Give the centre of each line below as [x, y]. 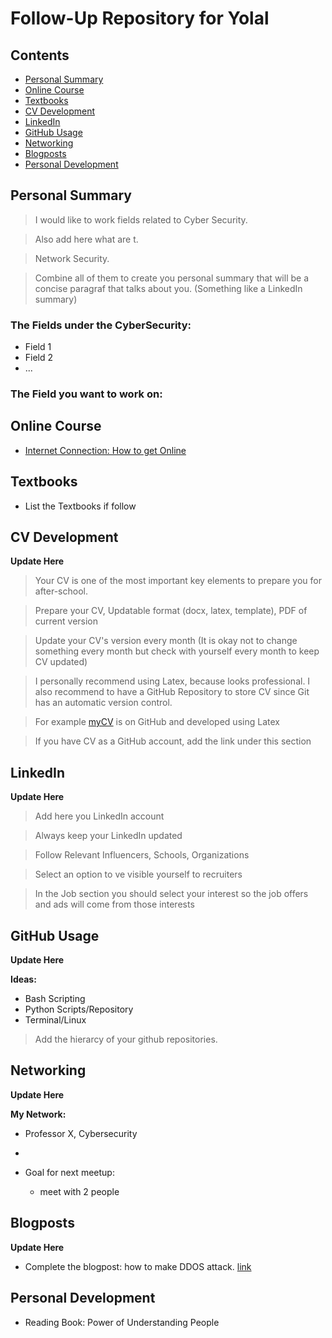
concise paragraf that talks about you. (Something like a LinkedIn [168, 288]
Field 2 [39, 358]
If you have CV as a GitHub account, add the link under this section [173, 741]
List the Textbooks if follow [80, 506]
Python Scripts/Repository [79, 1009]
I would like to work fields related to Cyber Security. [141, 219]
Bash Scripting [55, 999]
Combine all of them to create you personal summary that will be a [171, 278]
